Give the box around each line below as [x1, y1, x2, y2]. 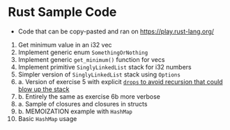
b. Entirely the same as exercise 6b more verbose [17, 92, 161, 101]
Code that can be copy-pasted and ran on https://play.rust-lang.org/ [17, 27, 215, 35]
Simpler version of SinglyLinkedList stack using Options [17, 70, 181, 79]
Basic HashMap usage [17, 114, 77, 122]
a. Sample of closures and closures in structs [17, 99, 148, 108]
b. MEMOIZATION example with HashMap [17, 107, 133, 115]
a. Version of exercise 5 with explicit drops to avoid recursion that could [17, 77, 223, 86]
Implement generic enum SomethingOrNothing [17, 48, 148, 56]
